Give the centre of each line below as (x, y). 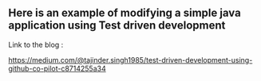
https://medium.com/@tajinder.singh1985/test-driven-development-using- (130, 60)
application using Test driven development (117, 26)
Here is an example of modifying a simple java (125, 13)
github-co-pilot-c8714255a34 (57, 68)
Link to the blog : (36, 44)
